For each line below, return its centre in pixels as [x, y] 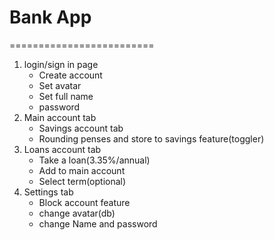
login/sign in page [61, 64]
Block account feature [84, 202]
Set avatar [60, 85]
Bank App [50, 17]
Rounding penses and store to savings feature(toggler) [151, 138]
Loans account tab [62, 149]
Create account [70, 75]
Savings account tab [81, 128]
